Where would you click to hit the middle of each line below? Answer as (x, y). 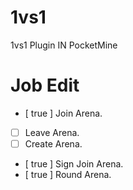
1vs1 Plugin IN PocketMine (64, 45)
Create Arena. (53, 143)
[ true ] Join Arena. (63, 113)
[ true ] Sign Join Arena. (74, 164)
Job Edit (45, 85)
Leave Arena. (52, 132)
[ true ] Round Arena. (68, 174)
